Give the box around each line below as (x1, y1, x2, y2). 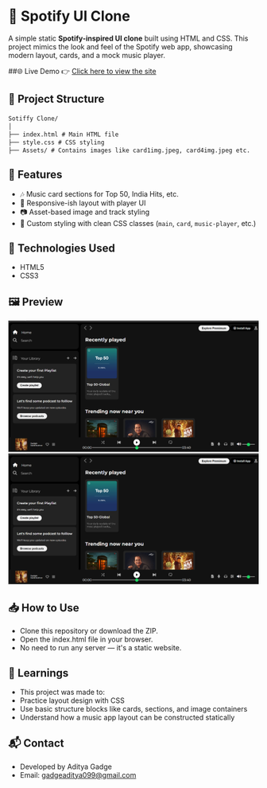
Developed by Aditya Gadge (19, 762, 113, 771)
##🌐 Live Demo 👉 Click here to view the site (8, 66, 157, 76)
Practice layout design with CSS (19, 696, 125, 705)
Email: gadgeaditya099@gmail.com (19, 770, 137, 779)
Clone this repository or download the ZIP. (19, 626, 159, 636)
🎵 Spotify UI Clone (8, 7, 131, 25)
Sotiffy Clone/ (8, 115, 59, 123)
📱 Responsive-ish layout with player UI (19, 198, 146, 208)
